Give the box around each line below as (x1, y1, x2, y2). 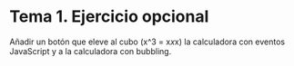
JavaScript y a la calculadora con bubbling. (9, 45, 172, 56)
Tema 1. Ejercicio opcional (9, 6, 209, 27)
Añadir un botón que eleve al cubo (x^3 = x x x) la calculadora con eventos (9, 36, 285, 47)
